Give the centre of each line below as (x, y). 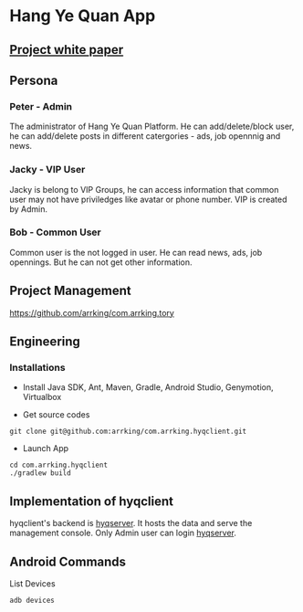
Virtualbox (42, 397)
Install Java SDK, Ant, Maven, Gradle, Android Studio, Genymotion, (148, 387)
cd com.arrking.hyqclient (58, 465)
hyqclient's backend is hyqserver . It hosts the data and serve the (131, 523)
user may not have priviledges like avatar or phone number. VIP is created (148, 199)
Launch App (46, 448)
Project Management (70, 291)
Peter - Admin (41, 106)
